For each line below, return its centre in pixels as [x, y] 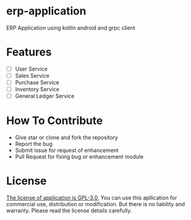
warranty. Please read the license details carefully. [69, 211]
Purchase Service [37, 82]
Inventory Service [37, 89]
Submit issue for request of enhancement [67, 150]
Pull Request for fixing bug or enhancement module [79, 157]
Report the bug [34, 144]
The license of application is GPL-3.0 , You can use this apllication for [92, 198]
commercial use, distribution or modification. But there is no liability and [96, 204]
